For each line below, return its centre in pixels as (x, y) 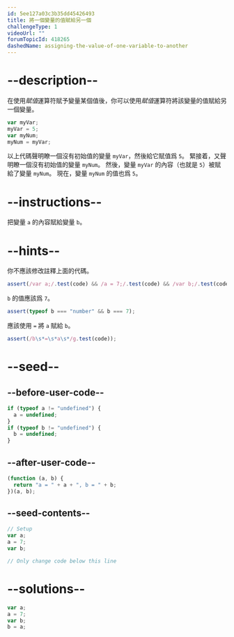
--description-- (53, 80)
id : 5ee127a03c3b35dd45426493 (51, 14)
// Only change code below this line (62, 561)
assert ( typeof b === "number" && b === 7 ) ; (71, 312)
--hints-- (34, 251)
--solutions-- (46, 589)
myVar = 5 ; (23, 129)
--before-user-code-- (56, 392)
